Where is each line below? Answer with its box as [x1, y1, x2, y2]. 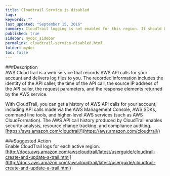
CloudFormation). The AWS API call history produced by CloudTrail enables [5, 117, 162, 123]
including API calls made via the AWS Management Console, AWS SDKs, [5, 106, 157, 112]
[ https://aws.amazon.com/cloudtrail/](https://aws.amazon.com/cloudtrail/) [5, 128, 160, 134]
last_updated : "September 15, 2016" [5, 21, 82, 27]
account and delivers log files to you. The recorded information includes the [5, 75, 163, 81]
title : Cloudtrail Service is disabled [5, 7, 90, 13]
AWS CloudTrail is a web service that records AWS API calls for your [5, 69, 148, 75]
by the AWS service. [5, 91, 48, 97]
